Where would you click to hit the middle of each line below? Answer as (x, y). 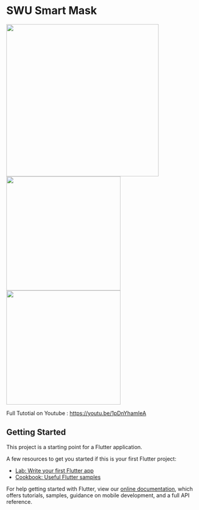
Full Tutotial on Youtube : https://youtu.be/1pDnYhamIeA (76, 413)
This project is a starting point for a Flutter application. (74, 447)
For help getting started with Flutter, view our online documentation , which (100, 489)
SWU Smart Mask (52, 11)
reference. (19, 501)
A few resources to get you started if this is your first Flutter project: (91, 459)
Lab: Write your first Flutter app (54, 470)
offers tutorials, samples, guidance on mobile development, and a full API (98, 495)
